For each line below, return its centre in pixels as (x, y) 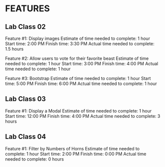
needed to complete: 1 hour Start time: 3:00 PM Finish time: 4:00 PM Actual (82, 64)
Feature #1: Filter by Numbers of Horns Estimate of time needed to (72, 148)
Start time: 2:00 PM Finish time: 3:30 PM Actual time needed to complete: (80, 44)
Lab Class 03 (25, 99)
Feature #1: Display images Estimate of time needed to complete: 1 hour (78, 38)
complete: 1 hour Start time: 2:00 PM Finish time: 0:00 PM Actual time (76, 154)
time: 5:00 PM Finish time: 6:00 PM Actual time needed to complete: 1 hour (81, 83)
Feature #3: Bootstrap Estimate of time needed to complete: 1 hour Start (78, 78)
